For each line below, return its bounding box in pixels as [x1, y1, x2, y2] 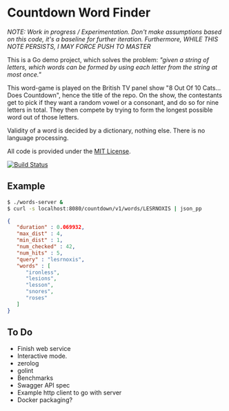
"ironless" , [25, 269, 60, 276]
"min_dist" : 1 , [16, 237, 63, 244]
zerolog [17, 359, 39, 368]
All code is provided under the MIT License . [7, 147, 131, 155]
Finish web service [17, 345, 71, 353]
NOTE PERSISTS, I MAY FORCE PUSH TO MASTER [7, 42, 151, 50]
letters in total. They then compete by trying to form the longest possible [7, 106, 213, 114]
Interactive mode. [17, 352, 68, 360]
